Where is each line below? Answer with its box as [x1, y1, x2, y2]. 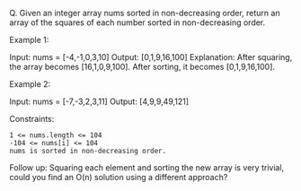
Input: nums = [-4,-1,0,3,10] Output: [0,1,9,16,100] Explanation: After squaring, [9, 52, 293, 62]
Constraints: [9, 114, 55, 124]
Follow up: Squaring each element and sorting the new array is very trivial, [9, 162, 285, 173]
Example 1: [9, 35, 49, 45]
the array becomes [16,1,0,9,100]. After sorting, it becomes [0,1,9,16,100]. [9, 62, 276, 72]
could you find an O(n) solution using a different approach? [9, 172, 228, 182]
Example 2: [9, 79, 51, 89]
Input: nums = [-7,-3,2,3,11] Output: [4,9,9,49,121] [9, 96, 190, 107]
